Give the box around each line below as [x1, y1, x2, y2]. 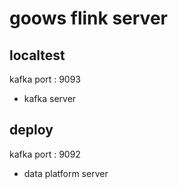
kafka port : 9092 [9, 148, 81, 160]
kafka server [23, 93, 77, 104]
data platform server [23, 167, 109, 179]
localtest [9, 47, 66, 64]
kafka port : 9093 [9, 73, 81, 85]
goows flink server [9, 7, 168, 30]
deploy [9, 122, 54, 139]
